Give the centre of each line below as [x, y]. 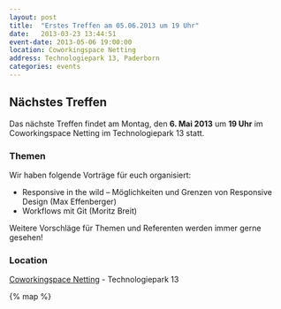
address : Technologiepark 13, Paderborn [85, 58]
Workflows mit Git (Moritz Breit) [80, 211]
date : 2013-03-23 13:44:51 [63, 34]
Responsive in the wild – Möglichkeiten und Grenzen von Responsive [147, 192]
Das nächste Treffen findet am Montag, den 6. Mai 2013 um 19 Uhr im [136, 124]
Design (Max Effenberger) [69, 201]
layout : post [33, 17]
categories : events [45, 67]
